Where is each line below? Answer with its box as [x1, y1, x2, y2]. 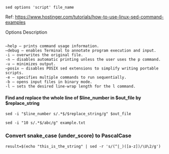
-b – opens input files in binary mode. [5, 79, 93, 84]
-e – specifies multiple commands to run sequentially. [5, 75, 127, 80]
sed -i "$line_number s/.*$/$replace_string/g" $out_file [5, 112, 131, 117]
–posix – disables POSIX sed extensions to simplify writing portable [5, 66, 159, 71]
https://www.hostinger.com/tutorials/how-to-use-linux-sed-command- [15, 14, 164, 20]
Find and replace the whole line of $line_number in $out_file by [5, 95, 141, 101]
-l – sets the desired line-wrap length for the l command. [5, 84, 136, 89]
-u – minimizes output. [5, 61, 56, 67]
